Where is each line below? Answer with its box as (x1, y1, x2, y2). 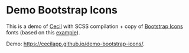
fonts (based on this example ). (6, 29, 80, 36)
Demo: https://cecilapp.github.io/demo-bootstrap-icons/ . (6, 40, 145, 47)
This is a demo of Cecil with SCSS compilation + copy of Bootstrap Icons (6, 23, 183, 30)
